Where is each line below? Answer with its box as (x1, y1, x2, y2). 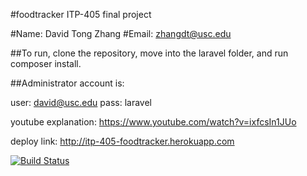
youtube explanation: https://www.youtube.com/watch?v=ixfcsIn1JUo (10, 116, 297, 128)
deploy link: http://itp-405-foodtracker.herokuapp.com (10, 135, 235, 147)
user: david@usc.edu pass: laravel (10, 97, 152, 108)
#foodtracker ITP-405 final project (10, 9, 152, 20)
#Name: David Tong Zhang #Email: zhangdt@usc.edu (10, 28, 232, 39)
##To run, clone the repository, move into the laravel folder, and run (10, 47, 289, 59)
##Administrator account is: (10, 77, 125, 89)
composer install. (10, 58, 82, 69)
